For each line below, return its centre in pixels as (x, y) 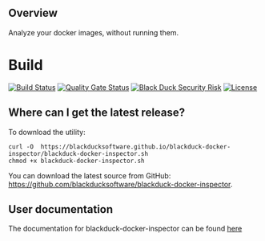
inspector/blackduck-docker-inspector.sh (78, 153)
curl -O (21, 147)
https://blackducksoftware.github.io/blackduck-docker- (135, 147)
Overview (33, 13)
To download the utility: (47, 132)
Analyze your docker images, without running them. (94, 32)
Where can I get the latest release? (97, 113)
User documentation (61, 209)
